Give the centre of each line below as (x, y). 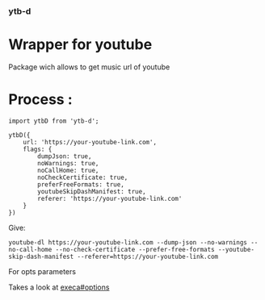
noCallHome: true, (68, 170)
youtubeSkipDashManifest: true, (92, 191)
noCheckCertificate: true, (83, 177)
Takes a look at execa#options (59, 287)
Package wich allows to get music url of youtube (89, 67)
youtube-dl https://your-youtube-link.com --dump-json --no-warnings (128, 242)
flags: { (38, 149)
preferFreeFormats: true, (81, 184)
